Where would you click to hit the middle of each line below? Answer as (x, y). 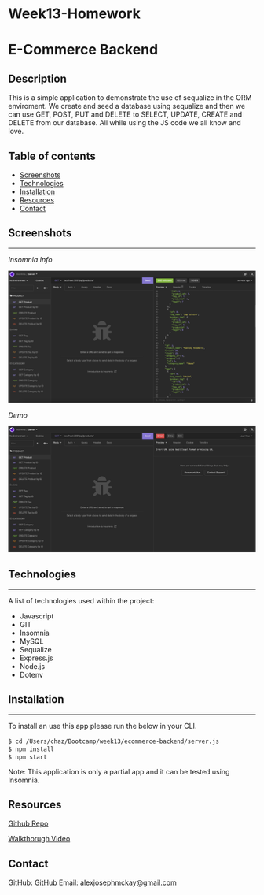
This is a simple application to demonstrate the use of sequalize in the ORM (130, 98)
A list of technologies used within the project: (81, 600)
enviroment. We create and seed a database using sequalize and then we (127, 106)
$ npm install (31, 749)
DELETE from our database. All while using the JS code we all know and (125, 123)
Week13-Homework (75, 14)
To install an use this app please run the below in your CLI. (103, 726)
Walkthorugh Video (39, 839)
